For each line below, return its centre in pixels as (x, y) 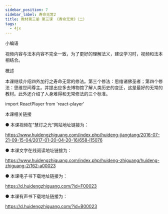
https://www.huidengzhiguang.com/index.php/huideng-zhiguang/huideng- (82, 160)
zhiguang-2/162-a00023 (30, 166)
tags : (11, 24)
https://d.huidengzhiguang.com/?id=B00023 (51, 206)
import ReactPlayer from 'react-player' (45, 104)
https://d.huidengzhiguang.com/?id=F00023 (51, 186)
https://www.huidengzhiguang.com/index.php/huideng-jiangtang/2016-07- (82, 135)
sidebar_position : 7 (27, 10)
